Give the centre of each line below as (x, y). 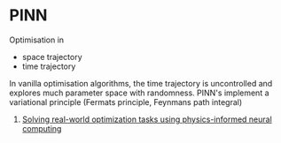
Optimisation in (37, 40)
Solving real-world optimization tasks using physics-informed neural (147, 119)
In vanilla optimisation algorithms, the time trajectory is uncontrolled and (141, 83)
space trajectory (52, 56)
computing (42, 128)
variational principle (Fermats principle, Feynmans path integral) (126, 102)
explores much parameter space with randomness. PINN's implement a (139, 93)
